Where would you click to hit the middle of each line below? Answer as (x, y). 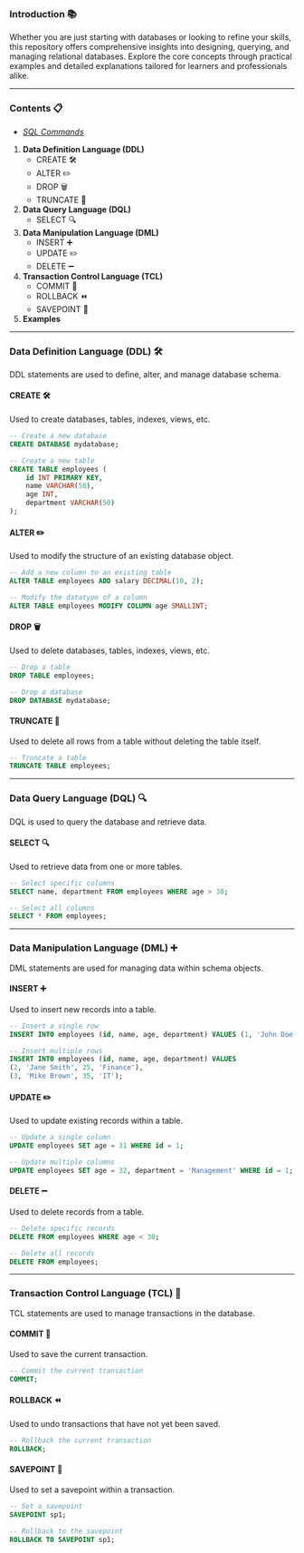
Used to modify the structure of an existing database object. (122, 556)
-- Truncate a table (48, 757)
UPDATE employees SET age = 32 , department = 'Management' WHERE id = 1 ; (152, 1170)
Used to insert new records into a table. (83, 1009)
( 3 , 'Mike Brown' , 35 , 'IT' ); (66, 1076)
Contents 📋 (36, 109)
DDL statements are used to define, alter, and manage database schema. (145, 374)
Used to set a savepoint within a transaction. (92, 1490)
